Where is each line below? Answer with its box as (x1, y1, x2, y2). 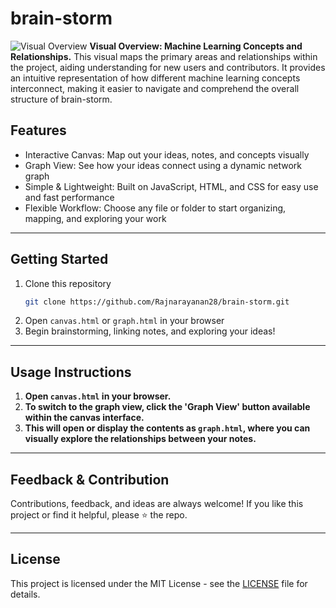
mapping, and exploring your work (24, 212, 167, 224)
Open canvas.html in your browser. (24, 390, 172, 402)
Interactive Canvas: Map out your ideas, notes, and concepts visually (24, 148, 310, 161)
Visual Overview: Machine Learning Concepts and (89, 40, 303, 52)
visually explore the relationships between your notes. (24, 433, 257, 445)
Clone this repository (24, 277, 112, 289)
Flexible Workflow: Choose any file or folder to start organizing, (24, 202, 287, 214)
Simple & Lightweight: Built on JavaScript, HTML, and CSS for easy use (24, 180, 319, 192)
